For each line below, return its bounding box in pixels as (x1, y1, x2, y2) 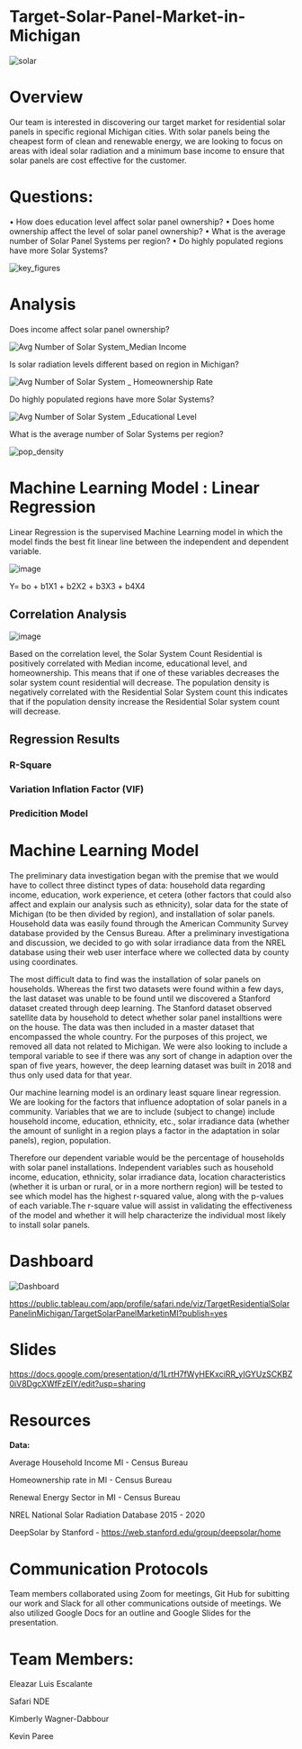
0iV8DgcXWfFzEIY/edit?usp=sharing (9, 1379, 147, 1389)
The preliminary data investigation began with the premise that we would (9, 870, 279, 880)
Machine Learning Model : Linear (9, 478, 261, 497)
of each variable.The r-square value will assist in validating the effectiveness (9, 1200, 293, 1211)
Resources (9, 1410, 92, 1430)
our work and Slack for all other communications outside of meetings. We (9, 1598, 281, 1609)
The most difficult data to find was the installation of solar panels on (9, 973, 262, 984)
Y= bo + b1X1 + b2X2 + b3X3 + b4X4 (9, 580, 146, 591)
